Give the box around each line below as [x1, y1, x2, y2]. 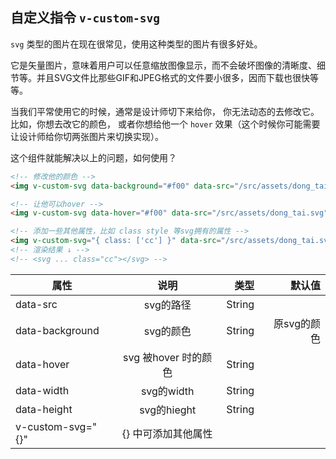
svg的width [140, 384, 195, 398]
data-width [15, 383, 70, 397]
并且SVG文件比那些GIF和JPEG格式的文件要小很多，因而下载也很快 [36, 71, 310, 83]
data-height [15, 402, 73, 416]
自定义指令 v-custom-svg [10, 9, 160, 27]
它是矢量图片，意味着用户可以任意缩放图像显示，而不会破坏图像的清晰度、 [10, 59, 317, 71]
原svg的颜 [273, 316, 321, 330]
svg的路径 [143, 298, 192, 312]
